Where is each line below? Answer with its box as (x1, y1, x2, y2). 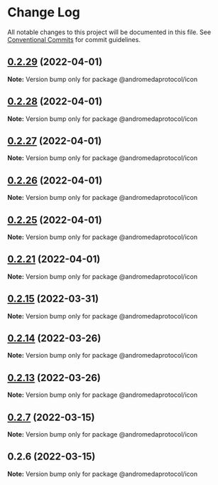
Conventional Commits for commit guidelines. (7, 35, 141, 43)
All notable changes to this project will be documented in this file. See (7, 28, 212, 36)
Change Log (7, 4, 80, 21)
